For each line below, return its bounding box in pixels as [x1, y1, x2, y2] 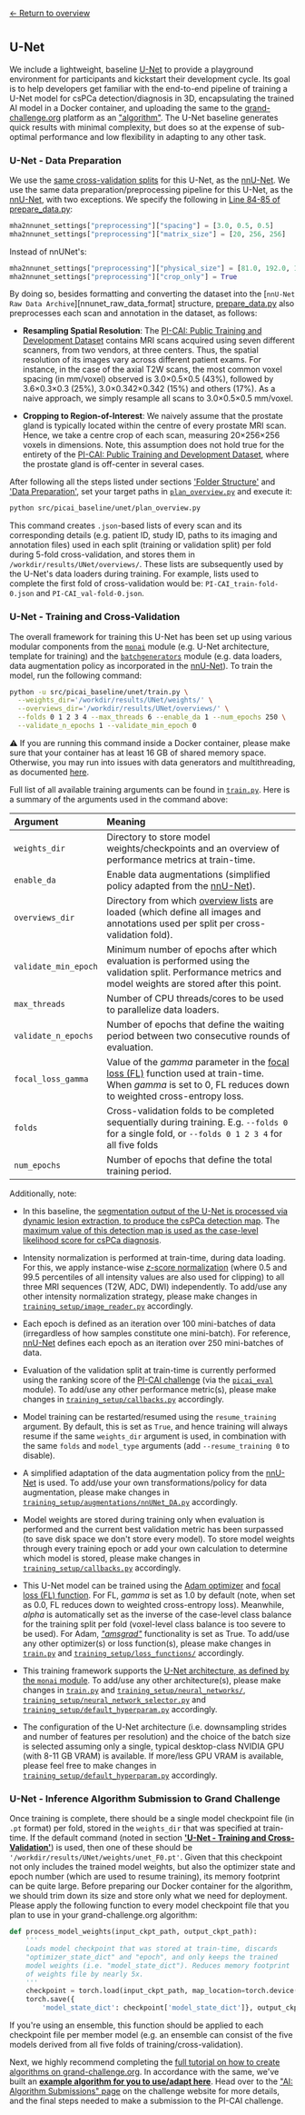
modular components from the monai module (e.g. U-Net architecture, [9, 641, 270, 652]
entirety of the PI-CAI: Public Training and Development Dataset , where [22, 449, 290, 460]
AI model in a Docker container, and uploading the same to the [9, 102, 243, 113]
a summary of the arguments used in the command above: [9, 793, 229, 804]
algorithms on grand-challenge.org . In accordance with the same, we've [9, 2067, 280, 2077]
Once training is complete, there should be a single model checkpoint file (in [9, 1813, 295, 1824]
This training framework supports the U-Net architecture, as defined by [22, 1665, 290, 1676]
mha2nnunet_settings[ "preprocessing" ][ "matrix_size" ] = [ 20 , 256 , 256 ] [9, 229, 286, 239]
